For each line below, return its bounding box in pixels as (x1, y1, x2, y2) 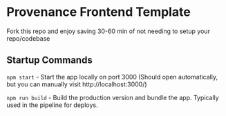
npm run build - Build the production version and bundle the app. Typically (6, 93, 219, 101)
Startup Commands (6, 55, 93, 66)
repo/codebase (6, 34, 50, 42)
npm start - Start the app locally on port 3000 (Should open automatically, (6, 72, 218, 81)
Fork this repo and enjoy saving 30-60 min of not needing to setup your (6, 27, 210, 35)
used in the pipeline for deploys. (6, 101, 98, 109)
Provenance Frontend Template (6, 4, 191, 20)
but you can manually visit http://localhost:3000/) (6, 80, 147, 88)
